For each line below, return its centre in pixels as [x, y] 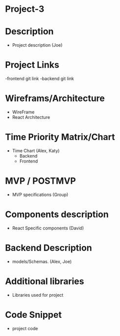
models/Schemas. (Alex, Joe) [42, 261]
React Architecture [31, 117]
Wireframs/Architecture [55, 98]
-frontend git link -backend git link [40, 79]
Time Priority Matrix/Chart [60, 137]
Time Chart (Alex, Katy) [36, 150]
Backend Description [48, 248]
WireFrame [23, 112]
